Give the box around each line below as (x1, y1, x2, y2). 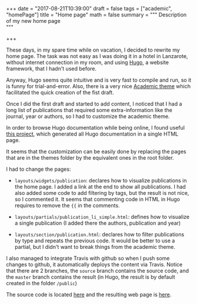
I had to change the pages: (6, 165, 71, 173)
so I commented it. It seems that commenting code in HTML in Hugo (14, 196, 181, 202)
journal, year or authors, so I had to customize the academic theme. (6, 113, 170, 120)
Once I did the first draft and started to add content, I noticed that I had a (6, 100, 182, 107)
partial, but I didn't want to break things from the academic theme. (14, 244, 175, 250)
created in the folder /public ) (6, 280, 78, 286)
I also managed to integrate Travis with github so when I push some (6, 255, 170, 262)
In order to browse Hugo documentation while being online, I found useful (6, 124, 185, 131)
